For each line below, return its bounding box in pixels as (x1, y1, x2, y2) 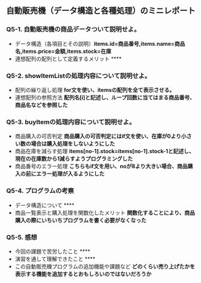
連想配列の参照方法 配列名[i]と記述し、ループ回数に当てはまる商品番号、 (14, 94, 195, 101)
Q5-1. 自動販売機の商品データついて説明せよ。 (6, 25, 140, 34)
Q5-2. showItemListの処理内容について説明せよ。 (6, 72, 151, 80)
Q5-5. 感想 (6, 233, 37, 242)
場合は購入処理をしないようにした (31, 140, 115, 147)
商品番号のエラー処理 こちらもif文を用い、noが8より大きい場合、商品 (14, 163, 188, 170)
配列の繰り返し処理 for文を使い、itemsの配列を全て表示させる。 (14, 86, 175, 93)
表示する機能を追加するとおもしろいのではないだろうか (14, 270, 152, 278)
